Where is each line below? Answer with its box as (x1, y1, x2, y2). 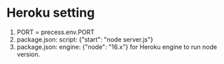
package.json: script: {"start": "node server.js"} (16, 35, 153, 43)
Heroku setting (6, 5, 95, 21)
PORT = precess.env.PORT (16, 28, 95, 36)
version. (16, 50, 41, 58)
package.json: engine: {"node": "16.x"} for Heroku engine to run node (16, 42, 218, 51)
